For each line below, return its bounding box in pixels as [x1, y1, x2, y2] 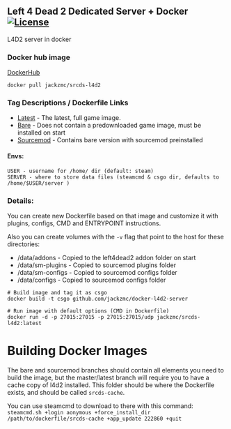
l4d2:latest [7, 319, 42, 326]
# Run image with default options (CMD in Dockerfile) [7, 307, 170, 315]
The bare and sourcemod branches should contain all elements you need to [7, 366, 224, 374]
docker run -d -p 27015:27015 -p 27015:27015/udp [7, 313, 154, 320]
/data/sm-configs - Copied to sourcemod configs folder [17, 268, 177, 276]
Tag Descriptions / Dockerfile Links [7, 98, 129, 107]
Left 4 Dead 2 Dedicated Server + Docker [7, 6, 189, 17]
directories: [7, 240, 40, 248]
